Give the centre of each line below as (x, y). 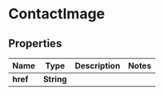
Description (98, 66)
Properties (35, 44)
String (55, 79)
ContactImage (57, 14)
